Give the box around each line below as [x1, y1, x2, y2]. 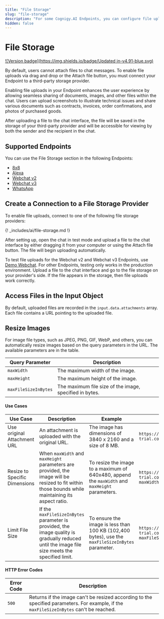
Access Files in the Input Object [5, 292, 103, 300]
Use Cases [5, 403, 28, 409]
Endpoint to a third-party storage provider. [5, 78, 90, 84]
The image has [89, 424, 123, 431]
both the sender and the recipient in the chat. [5, 128, 96, 134]
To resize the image [89, 459, 134, 466]
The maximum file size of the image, [57, 383, 141, 390]
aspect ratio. [39, 498, 68, 504]
